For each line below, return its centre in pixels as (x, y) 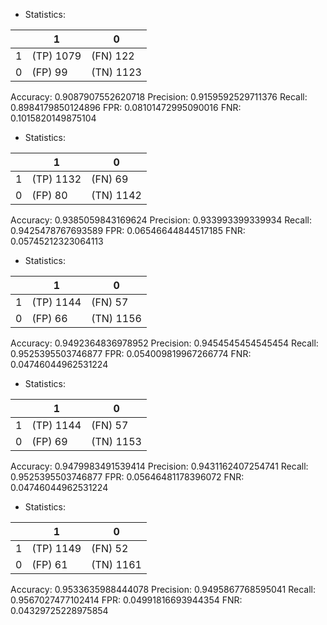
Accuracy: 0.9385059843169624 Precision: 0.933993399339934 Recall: (161, 220)
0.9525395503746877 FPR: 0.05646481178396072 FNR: (127, 477)
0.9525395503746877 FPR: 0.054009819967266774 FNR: (131, 353)
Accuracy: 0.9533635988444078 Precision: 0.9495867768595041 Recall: (163, 589)
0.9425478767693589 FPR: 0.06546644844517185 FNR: (128, 230)
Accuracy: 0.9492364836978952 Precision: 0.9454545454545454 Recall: (164, 343)
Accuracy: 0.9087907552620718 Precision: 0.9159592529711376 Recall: (159, 97)
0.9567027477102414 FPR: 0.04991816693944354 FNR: (126, 600)
